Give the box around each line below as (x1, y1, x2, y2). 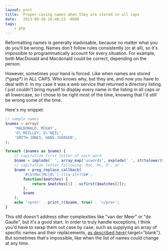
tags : (5, 21, 16, 26)
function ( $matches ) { (23, 176, 68, 181)
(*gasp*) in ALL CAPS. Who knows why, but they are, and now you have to (5, 76, 159, 82)
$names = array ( (5, 121, 39, 126)
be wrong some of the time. (5, 97, 62, 103)
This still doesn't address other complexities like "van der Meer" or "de (5, 213, 151, 219)
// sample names (5, 116, 39, 121)
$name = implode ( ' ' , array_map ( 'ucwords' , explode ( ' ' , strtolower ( (14, 158, 162, 163)
